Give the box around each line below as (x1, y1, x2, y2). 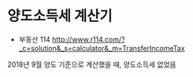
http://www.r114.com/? (51, 35, 125, 44)
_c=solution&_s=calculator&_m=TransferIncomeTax (18, 43, 186, 53)
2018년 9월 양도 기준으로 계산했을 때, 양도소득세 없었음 (7, 60, 176, 69)
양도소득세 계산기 (7, 7, 113, 25)
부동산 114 (18, 35, 50, 44)
